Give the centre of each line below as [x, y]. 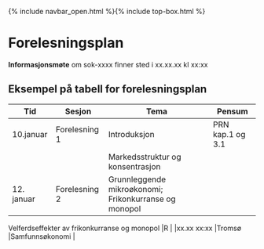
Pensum [233, 111]
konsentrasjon [134, 166]
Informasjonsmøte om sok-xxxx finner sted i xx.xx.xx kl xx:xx [108, 64]
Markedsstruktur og [145, 157]
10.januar [30, 134]
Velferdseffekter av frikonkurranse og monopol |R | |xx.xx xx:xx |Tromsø [125, 228]
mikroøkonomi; [136, 189]
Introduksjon [131, 134]
